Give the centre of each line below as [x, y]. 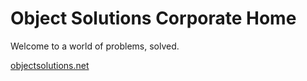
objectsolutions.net [50, 65]
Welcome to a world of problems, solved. [95, 46]
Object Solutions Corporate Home [153, 18]
